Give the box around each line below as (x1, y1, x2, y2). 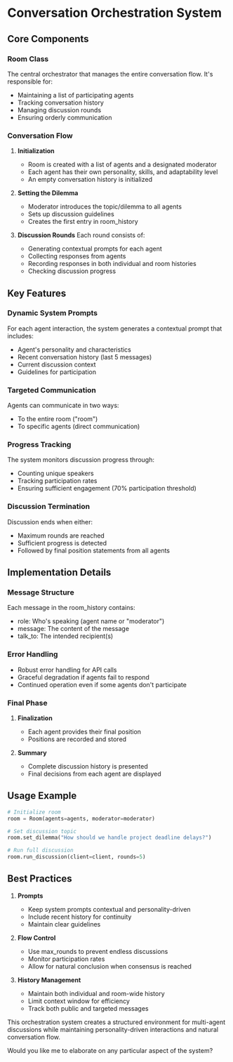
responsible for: (7, 77, 53, 86)
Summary (17, 749, 47, 757)
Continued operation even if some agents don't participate (17, 680, 187, 689)
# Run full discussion (7, 847, 74, 854)
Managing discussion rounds (17, 105, 102, 114)
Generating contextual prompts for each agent (27, 244, 163, 253)
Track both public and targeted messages (27, 1004, 149, 1012)
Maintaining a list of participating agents (17, 91, 134, 99)
